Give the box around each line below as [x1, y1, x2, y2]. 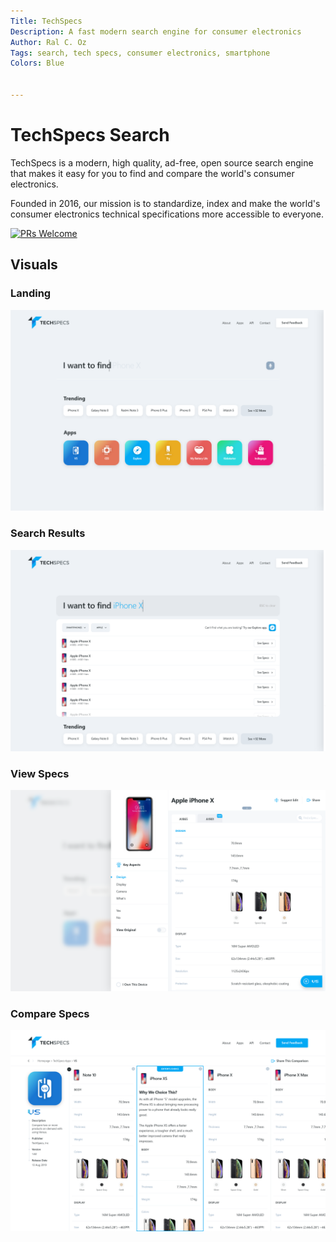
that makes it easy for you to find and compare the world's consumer [10, 167, 295, 179]
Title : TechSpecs [10, 16, 83, 26]
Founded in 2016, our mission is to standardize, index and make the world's [10, 197, 321, 209]
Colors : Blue [10, 58, 65, 69]
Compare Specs [10, 1006, 90, 1020]
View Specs [10, 766, 70, 780]
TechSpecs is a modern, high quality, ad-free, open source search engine [10, 156, 314, 169]
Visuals [10, 256, 58, 274]
